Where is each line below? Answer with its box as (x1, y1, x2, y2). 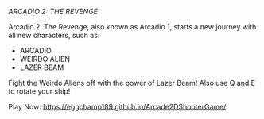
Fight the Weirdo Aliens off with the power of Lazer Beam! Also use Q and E (8, 79, 256, 87)
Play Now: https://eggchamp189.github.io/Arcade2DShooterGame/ (8, 102, 227, 111)
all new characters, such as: (8, 31, 100, 40)
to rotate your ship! (8, 86, 71, 96)
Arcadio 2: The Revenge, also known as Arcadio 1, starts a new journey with (8, 22, 257, 31)
